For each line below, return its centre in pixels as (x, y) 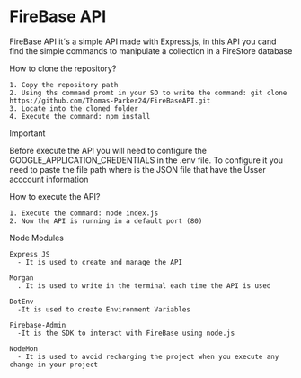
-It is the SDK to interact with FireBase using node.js (126, 333)
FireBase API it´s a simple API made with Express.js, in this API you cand (143, 41)
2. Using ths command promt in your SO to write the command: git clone (148, 93)
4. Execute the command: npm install (80, 116)
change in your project (54, 364)
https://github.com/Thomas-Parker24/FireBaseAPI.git (110, 101)
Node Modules (37, 238)
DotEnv (22, 301)
